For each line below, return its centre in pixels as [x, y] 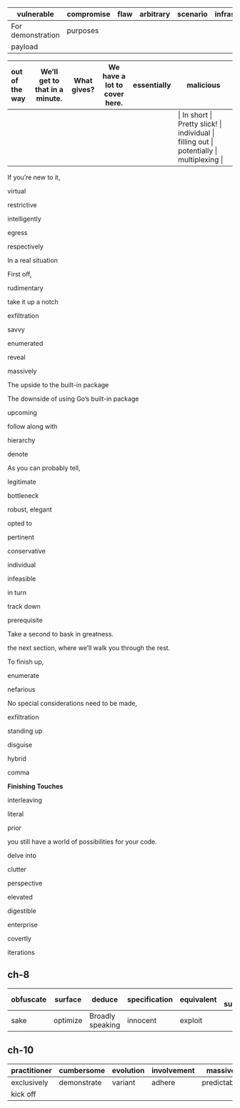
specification [150, 999]
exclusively [30, 1082]
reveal [17, 357]
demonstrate [80, 1082]
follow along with [32, 426]
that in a [49, 90]
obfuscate [29, 999]
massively [22, 371]
